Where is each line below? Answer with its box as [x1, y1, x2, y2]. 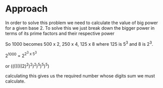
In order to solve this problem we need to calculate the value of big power [5, 20, 158, 26]
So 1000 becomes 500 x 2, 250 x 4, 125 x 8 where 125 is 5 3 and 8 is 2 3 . [5, 40, 153, 47]
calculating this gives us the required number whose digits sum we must [5, 72, 155, 78]
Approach [5, 3, 48, 15]
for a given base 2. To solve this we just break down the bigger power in [5, 25, 155, 31]
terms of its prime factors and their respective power [5, 30, 115, 36]
